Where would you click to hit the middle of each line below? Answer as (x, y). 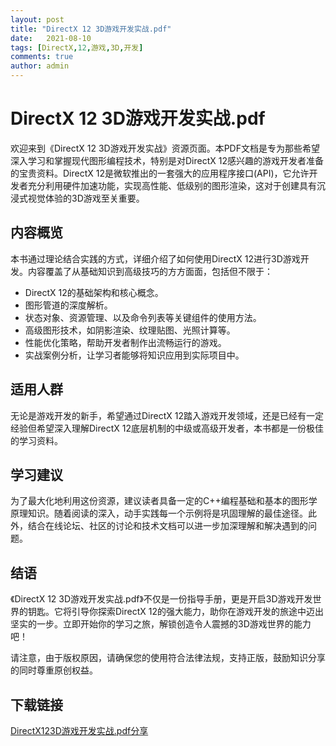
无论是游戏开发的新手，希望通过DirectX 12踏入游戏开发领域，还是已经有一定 (167, 415)
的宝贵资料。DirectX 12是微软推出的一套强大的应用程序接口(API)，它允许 (160, 173)
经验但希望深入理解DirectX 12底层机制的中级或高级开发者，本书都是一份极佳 (167, 428)
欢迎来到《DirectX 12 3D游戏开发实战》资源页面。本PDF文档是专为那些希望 (165, 148)
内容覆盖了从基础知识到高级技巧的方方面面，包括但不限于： (150, 271)
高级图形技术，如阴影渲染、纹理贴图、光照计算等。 (130, 330)
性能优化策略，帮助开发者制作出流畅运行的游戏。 (125, 342)
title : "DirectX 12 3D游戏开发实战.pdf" (91, 29)
